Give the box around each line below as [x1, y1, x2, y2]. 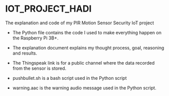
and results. [12, 50, 37, 56]
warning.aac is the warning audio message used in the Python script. [12, 84, 156, 91]
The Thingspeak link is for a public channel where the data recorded [12, 60, 155, 66]
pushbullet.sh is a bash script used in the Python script [12, 75, 127, 81]
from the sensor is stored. [12, 65, 67, 71]
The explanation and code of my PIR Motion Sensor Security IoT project [5, 20, 154, 26]
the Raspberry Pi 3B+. [12, 35, 59, 41]
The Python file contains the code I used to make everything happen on [12, 29, 161, 35]
